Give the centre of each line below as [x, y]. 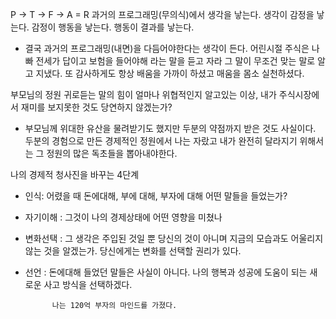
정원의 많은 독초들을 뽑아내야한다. [112, 153]
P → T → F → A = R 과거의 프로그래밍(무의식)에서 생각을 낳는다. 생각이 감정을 [162, 14]
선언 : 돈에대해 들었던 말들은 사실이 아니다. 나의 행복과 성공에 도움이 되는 [166, 272]
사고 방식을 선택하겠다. [88, 284]
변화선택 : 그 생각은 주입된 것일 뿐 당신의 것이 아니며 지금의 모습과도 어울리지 [174, 238]
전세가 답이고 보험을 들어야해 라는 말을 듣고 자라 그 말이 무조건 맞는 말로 [175, 61]
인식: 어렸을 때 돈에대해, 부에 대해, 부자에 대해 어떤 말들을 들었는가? [156, 196]
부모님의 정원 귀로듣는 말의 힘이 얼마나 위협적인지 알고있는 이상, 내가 [143, 94]
